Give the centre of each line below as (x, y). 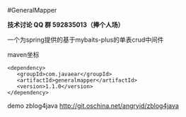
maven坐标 (23, 55)
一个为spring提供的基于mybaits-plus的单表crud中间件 (86, 39)
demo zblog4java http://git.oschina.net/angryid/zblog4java (93, 106)
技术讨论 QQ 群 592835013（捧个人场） (66, 25)
